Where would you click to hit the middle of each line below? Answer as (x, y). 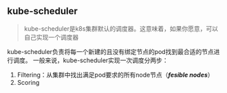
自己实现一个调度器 (51, 37)
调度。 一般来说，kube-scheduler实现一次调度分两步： (90, 60)
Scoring (28, 82)
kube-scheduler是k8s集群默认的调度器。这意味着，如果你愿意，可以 (121, 28)
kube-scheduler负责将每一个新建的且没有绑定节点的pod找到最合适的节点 (111, 51)
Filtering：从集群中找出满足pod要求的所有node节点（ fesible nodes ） (115, 75)
